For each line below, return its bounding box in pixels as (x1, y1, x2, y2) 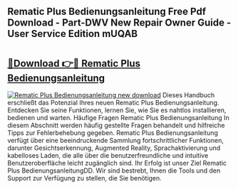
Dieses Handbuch (162, 91, 215, 99)
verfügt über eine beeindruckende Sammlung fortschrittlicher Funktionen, (7, 136, 224, 144)
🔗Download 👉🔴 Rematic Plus (7, 57, 141, 70)
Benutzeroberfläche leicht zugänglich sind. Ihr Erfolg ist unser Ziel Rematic (7, 159, 227, 167)
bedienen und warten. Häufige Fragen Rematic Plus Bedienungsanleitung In (7, 114, 229, 121)
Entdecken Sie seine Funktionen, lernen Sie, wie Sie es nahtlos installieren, (7, 106, 227, 114)
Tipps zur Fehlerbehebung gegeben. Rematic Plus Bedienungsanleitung (7, 129, 219, 137)
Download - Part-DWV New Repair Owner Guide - (7, 17, 232, 29)
